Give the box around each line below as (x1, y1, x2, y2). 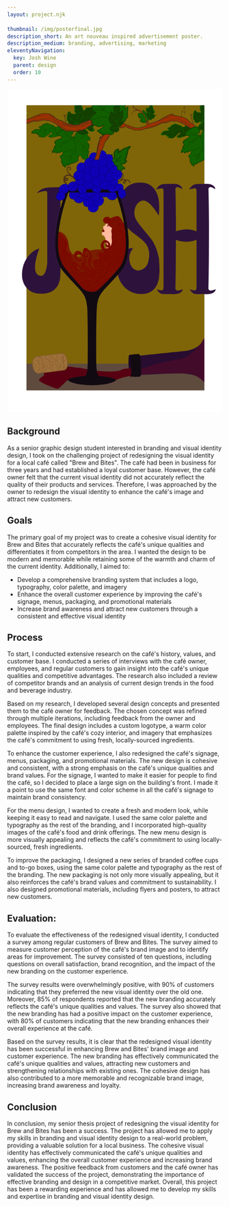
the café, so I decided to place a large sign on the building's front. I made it (7, 779, 219, 787)
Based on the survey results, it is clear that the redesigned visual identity (7, 1038, 212, 1046)
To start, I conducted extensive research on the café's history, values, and (7, 650, 216, 658)
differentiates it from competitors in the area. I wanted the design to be (7, 548, 206, 556)
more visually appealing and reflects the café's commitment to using (7, 836, 200, 844)
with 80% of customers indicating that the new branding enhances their (7, 1017, 210, 1025)
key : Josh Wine (13, 55, 57, 62)
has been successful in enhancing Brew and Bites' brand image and (7, 1045, 198, 1053)
